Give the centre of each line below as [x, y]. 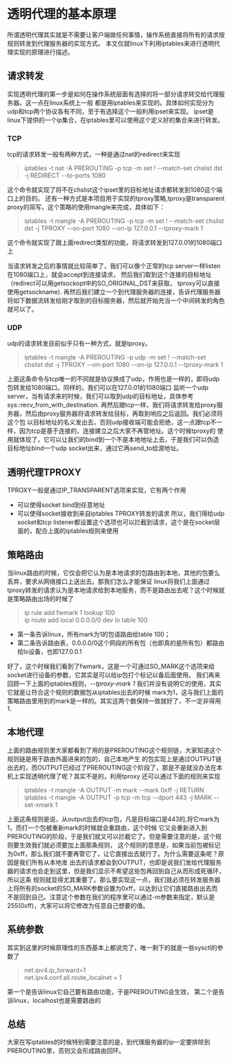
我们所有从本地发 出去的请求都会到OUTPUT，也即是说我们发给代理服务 [120, 862]
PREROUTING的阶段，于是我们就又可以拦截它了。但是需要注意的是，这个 [112, 836]
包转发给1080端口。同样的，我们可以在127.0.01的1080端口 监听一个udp [108, 388]
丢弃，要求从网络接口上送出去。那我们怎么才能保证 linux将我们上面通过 [108, 581]
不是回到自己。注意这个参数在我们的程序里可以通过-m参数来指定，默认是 [111, 897]
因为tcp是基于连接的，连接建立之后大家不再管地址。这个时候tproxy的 [117, 431]
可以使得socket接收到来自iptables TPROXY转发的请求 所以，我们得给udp [121, 514]
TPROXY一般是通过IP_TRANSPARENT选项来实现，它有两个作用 [97, 490]
